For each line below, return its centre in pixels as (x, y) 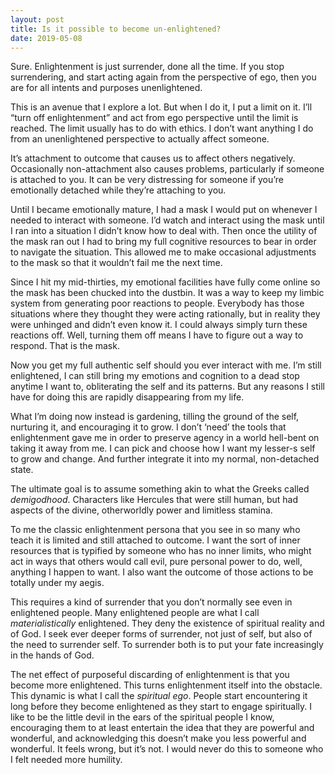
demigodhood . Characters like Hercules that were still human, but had (154, 500)
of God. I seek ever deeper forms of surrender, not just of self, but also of (161, 634)
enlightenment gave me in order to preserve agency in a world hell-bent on (165, 438)
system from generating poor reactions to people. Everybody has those (157, 303)
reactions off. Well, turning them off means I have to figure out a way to (157, 335)
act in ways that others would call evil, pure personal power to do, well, (156, 562)
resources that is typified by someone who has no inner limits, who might (161, 551)
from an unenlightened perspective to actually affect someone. (140, 139)
